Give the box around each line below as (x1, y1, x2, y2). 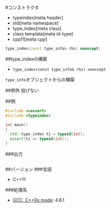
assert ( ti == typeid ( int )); (10, 136, 69, 141)
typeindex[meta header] (12, 15, 63, 20)
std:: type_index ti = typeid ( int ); (10, 132, 85, 137)
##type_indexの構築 (5, 55, 47, 62)
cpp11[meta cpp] (12, 36, 47, 42)
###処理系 (5, 187, 27, 193)
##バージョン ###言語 (5, 166, 52, 172)
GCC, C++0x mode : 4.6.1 (12, 197, 65, 203)
